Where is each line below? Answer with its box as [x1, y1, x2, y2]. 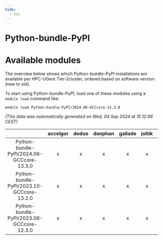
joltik [141, 130, 153, 137]
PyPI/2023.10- [7, 182, 43, 189]
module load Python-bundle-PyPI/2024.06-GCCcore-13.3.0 [5, 105, 120, 110]
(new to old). [5, 81, 31, 87]
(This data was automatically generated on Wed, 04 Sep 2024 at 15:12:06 [5, 113, 153, 119]
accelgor [48, 130, 69, 137]
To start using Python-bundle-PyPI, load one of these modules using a [5, 90, 146, 96]
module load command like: [5, 96, 60, 101]
